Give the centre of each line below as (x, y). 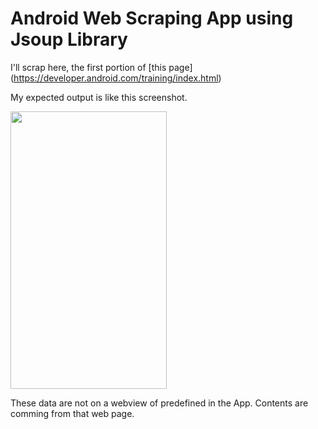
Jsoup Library (69, 39)
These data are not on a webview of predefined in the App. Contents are (159, 403)
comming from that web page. (72, 413)
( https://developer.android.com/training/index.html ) (116, 78)
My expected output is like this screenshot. (99, 97)
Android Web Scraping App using (152, 18)
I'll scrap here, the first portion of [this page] (101, 67)
